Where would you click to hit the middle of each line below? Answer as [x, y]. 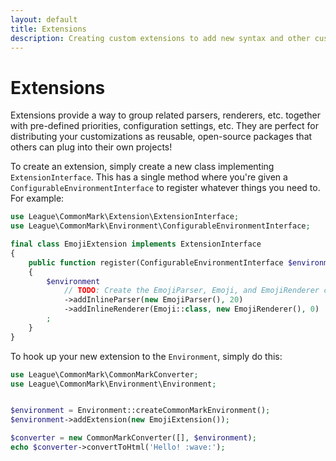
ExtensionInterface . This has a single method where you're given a [149, 177]
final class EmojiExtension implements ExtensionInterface [136, 244]
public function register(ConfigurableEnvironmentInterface [156, 262]
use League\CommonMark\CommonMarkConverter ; [104, 374]
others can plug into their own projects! [91, 147]
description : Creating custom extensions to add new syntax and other [160, 38]
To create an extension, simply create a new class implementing [142, 167]
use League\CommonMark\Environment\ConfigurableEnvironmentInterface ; [160, 226]
